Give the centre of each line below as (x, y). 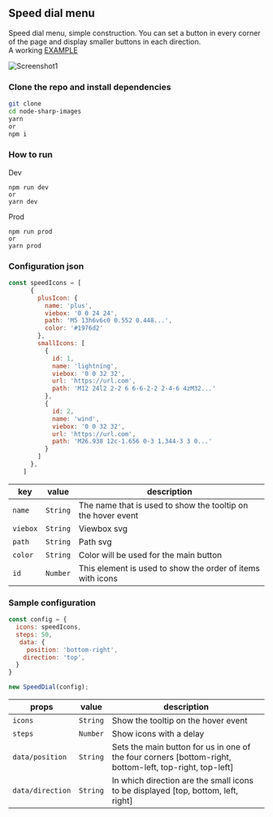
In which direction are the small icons (183, 780)
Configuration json (46, 266)
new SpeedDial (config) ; (49, 687)
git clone (25, 104)
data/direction (42, 791)
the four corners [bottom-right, (171, 757)
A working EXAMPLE (43, 50)
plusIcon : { (58, 298)
